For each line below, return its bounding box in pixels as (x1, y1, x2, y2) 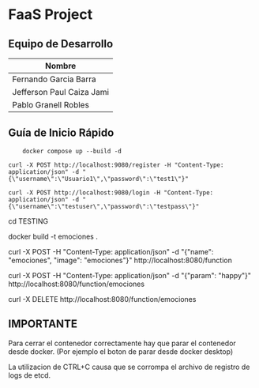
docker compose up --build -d (22, 147, 122, 155)
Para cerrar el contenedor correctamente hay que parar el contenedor (8, 338, 237, 348)
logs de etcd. (8, 370, 51, 380)
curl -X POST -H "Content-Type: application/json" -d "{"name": (8, 247, 214, 256)
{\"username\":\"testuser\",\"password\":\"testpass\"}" (8, 202, 200, 210)
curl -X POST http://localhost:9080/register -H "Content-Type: (8, 160, 224, 169)
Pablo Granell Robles (12, 100, 89, 110)
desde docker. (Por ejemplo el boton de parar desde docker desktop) (8, 346, 234, 356)
